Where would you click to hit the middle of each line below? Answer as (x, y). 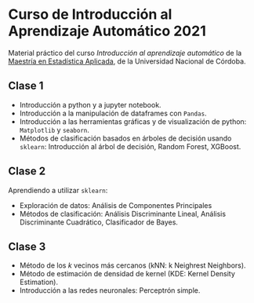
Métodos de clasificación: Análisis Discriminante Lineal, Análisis (122, 214)
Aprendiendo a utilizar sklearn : (58, 190)
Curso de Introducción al (90, 15)
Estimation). (39, 282)
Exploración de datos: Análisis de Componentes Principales (116, 205)
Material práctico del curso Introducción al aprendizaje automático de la (125, 53)
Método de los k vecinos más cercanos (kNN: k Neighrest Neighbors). (132, 265)
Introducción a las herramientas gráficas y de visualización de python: (133, 121)
